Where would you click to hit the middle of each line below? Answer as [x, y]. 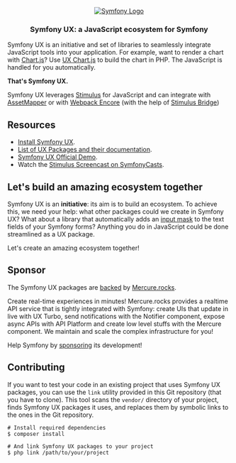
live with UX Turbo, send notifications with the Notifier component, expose [116, 316]
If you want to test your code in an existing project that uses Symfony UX [114, 384]
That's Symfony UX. [38, 81]
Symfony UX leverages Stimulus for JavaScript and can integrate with [109, 95]
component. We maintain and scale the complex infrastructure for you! [111, 331]
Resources [32, 125]
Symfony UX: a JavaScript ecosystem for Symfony [119, 29]
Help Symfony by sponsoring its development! [75, 345]
